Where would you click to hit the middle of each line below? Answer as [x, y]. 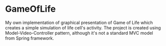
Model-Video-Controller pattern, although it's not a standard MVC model [79, 33]
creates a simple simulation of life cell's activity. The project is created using [83, 27]
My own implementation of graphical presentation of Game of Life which [79, 23]
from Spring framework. [30, 38]
